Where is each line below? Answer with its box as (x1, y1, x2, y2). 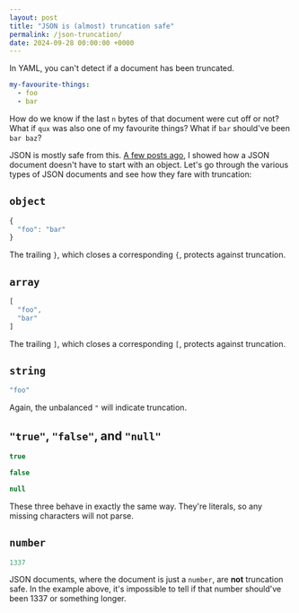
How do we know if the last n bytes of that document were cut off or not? (9, 113, 280, 124)
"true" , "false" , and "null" (9, 428, 162, 443)
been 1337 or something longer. (9, 593, 128, 604)
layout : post (9, 13, 58, 22)
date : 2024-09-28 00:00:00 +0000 (9, 38, 135, 48)
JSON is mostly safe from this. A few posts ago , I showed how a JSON (9, 149, 270, 160)
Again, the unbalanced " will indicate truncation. (9, 402, 187, 413)
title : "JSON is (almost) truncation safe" (9, 22, 175, 31)
